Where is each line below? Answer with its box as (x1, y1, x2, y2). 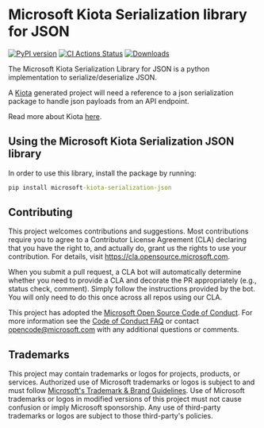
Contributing (8, 206, 73, 219)
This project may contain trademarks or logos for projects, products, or (8, 369, 240, 379)
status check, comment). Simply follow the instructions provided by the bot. (8, 284, 256, 294)
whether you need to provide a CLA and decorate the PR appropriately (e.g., (8, 276, 258, 285)
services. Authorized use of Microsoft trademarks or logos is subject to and (8, 377, 255, 387)
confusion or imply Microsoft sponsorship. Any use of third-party (8, 403, 221, 412)
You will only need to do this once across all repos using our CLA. (8, 292, 223, 303)
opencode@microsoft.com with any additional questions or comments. (8, 325, 239, 334)
